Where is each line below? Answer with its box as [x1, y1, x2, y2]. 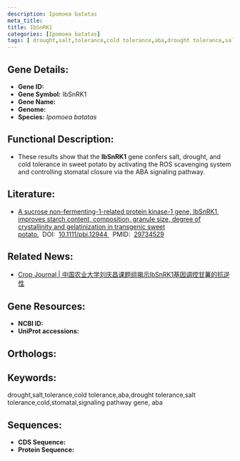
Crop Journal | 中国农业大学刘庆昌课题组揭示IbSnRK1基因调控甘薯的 [17, 270, 218, 279]
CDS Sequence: [17, 438, 66, 447]
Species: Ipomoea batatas [17, 112, 97, 121]
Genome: [17, 105, 46, 113]
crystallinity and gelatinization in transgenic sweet [17, 222, 166, 230]
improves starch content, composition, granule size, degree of [17, 215, 201, 223]
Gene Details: [7, 64, 69, 76]
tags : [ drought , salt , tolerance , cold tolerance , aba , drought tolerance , [7, 37, 225, 44]
